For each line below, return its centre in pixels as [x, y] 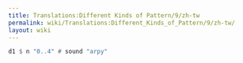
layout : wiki [30, 30]
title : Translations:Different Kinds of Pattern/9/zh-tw [104, 15]
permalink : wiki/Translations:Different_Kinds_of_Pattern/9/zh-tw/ [122, 23]
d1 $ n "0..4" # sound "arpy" [58, 52]
